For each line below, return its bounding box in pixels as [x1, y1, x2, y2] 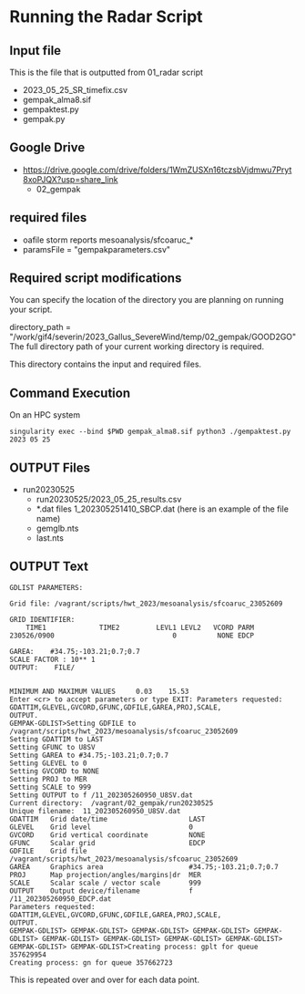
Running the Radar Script [9, 6, 203, 27]
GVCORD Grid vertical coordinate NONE [9, 830, 206, 840]
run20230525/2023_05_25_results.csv [36, 494, 182, 505]
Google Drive [9, 140, 86, 156]
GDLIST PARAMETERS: [9, 583, 84, 592]
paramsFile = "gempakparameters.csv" [22, 243, 171, 254]
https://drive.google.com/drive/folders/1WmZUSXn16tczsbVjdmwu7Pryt [22, 164, 292, 175]
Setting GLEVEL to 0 [9, 759, 88, 768]
